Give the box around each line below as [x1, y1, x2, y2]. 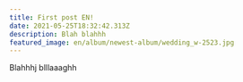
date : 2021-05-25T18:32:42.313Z [9, 21, 130, 30]
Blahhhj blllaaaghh [9, 62, 78, 73]
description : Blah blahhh [9, 29, 106, 38]
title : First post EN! [9, 12, 94, 22]
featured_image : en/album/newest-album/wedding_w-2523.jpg [9, 37, 235, 47]
